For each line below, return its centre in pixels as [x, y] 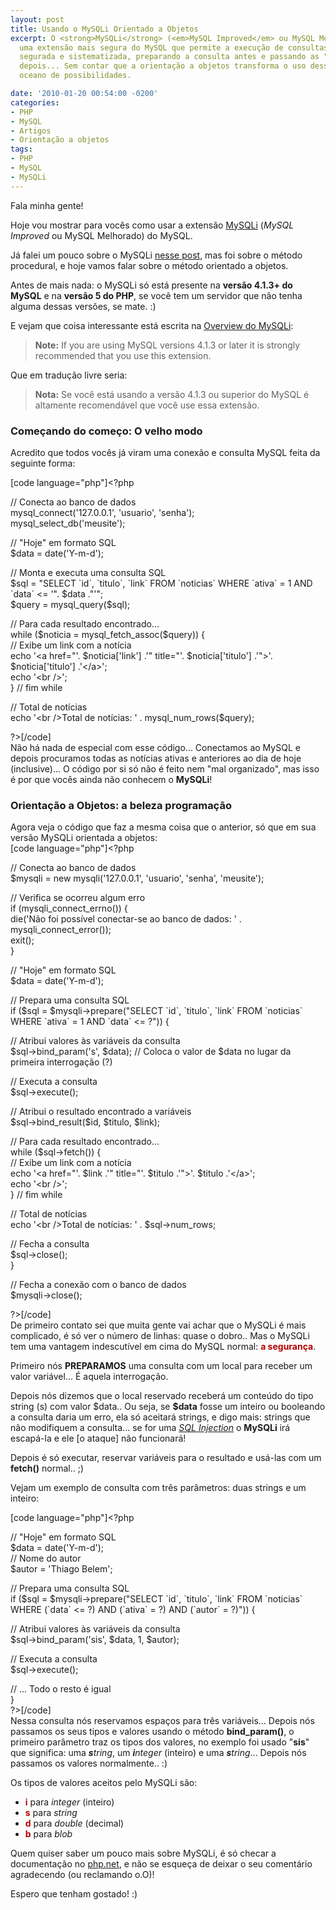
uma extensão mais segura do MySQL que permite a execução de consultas [174, 47]
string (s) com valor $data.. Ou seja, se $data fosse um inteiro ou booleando [168, 1407]
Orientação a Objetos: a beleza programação [121, 805]
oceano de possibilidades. [75, 76]
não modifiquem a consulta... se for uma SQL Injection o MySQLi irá [150, 1428]
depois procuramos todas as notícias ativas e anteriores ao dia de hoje [156, 758]
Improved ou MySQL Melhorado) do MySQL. [101, 235]
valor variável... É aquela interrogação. [89, 1377]
